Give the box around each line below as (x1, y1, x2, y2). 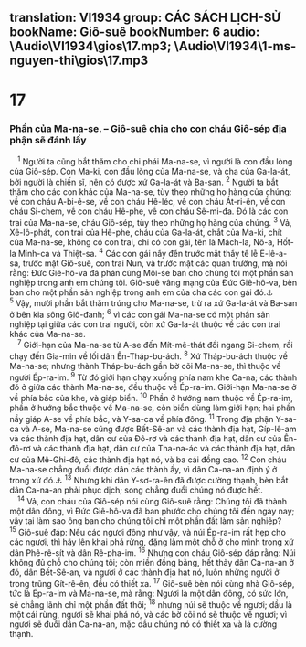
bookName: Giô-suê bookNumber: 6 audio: (9, 25, 260, 40)
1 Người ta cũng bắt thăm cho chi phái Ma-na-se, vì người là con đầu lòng (17, 154, 293, 166)
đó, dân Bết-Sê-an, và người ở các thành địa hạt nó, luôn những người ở (9, 567, 280, 578)
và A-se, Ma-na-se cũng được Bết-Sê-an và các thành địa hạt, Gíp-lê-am (20, 423, 297, 435)
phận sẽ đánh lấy (9, 133, 87, 146)
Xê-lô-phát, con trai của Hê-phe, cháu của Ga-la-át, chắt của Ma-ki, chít (9, 227, 283, 238)
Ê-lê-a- (259, 248, 288, 259)
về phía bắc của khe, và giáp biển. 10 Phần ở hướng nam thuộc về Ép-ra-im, (9, 391, 294, 404)
